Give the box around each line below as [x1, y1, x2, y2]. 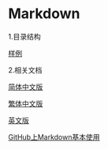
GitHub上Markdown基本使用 [8, 132, 100, 142]
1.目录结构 [8, 32, 41, 41]
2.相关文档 [8, 65, 43, 75]
